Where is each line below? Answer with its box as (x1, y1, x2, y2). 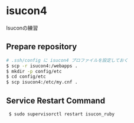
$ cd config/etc (6, 74, 46, 80)
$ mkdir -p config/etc (6, 68, 62, 74)
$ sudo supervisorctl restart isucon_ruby (8, 111, 115, 117)
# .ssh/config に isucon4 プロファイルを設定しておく (6, 57, 129, 63)
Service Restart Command (6, 95, 105, 105)
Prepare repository (6, 42, 77, 52)
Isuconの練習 (6, 24, 38, 31)
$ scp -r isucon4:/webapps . (6, 63, 78, 69)
